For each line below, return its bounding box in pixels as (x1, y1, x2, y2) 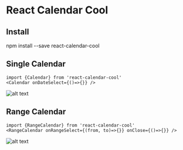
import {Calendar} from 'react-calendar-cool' (6, 74, 122, 81)
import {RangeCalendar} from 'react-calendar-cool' (6, 122, 135, 128)
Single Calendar (6, 59, 66, 69)
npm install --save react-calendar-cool (6, 42, 100, 49)
